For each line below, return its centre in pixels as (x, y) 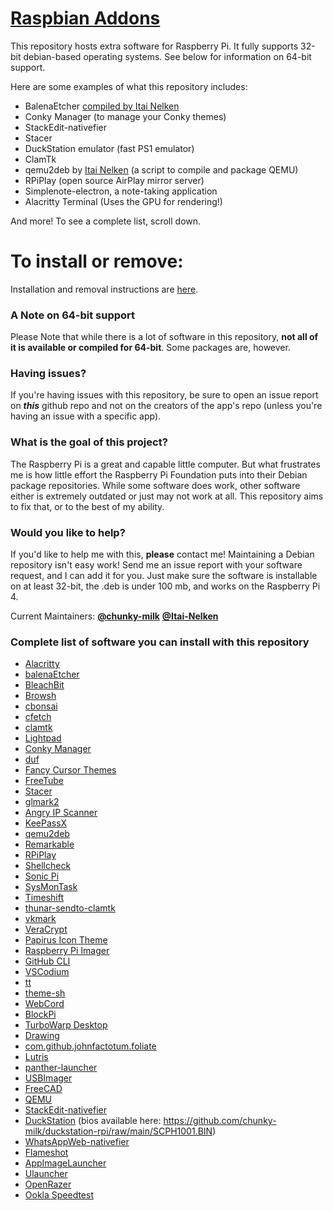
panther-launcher (61, 1068)
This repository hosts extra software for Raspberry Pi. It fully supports (154, 46)
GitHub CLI (47, 961)
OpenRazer (48, 1184)
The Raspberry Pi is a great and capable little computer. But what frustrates (165, 464)
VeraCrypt (46, 929)
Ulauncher (46, 1174)
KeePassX (46, 823)
